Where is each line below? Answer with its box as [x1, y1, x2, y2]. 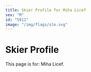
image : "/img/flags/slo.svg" [5, 22, 68, 27]
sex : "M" [5, 12, 24, 17]
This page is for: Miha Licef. [5, 61, 64, 67]
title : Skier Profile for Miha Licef [5, 7, 86, 13]
